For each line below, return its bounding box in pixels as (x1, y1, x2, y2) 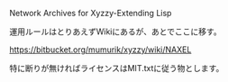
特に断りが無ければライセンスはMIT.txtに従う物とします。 (9, 63, 224, 73)
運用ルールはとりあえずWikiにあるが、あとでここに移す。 (9, 26, 223, 37)
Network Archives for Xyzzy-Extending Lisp (9, 8, 172, 18)
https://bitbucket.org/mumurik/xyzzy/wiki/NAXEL (9, 44, 192, 55)
